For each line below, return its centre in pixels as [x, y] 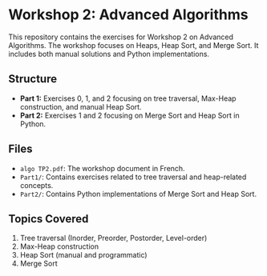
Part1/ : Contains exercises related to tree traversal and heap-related [133, 177]
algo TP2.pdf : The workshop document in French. [103, 168]
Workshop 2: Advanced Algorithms [128, 15]
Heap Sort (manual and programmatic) [83, 255]
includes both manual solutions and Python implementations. [109, 54]
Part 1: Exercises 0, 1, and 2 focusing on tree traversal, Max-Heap [128, 98]
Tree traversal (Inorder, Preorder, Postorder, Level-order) [113, 238]
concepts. [36, 185]
